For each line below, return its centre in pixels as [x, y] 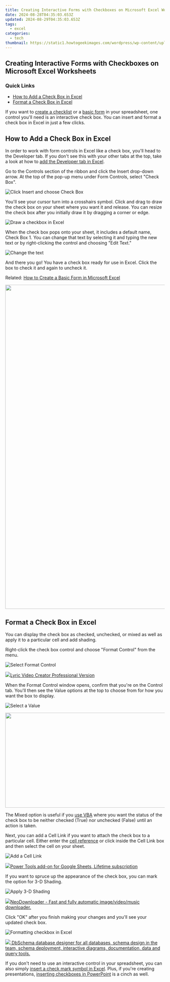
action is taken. [21, 826]
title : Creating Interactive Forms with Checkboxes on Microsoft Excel [82, 10]
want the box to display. [30, 696]
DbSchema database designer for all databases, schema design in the [84, 943]
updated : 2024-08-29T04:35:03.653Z [43, 19]
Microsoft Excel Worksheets [51, 71]
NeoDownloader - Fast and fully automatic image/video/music [75, 902]
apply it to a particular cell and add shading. [51, 640]
